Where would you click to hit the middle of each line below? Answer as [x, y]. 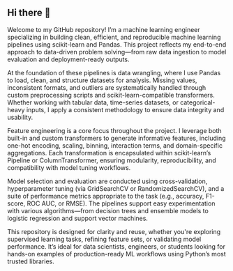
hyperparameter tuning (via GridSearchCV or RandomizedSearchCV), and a [116, 188]
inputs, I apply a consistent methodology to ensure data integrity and [125, 109]
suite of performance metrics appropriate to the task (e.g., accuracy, [106, 196]
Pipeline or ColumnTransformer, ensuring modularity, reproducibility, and [112, 160]
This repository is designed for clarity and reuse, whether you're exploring [114, 231]
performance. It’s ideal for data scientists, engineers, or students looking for [116, 246]
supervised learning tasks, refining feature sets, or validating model [104, 239]
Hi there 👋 [29, 13]
